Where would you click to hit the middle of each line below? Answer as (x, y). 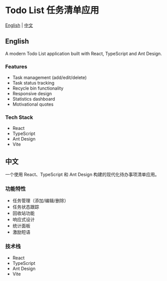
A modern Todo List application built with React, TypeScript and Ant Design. (83, 53)
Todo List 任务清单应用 (52, 10)
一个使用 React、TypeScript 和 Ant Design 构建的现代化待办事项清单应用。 (82, 175)
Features (16, 66)
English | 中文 (19, 25)
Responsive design (32, 94)
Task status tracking (33, 83)
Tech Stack (19, 117)
